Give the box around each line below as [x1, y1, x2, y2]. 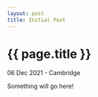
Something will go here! [7, 82, 74, 90]
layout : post [7, 10, 45, 17]
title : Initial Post [7, 17, 66, 23]
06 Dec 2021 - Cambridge [7, 69, 81, 77]
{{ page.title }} [7, 46, 92, 62]
